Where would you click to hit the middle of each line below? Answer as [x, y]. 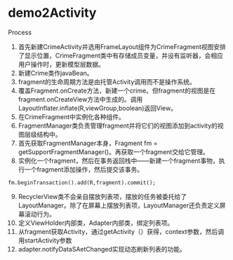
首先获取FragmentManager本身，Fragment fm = [88, 143]
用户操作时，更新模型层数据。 [61, 64]
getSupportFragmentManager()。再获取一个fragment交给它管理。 [113, 151]
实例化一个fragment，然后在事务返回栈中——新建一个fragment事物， [119, 160]
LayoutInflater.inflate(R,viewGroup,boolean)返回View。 [98, 108]
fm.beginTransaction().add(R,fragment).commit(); [82, 183]
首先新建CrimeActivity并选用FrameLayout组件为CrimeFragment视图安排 [122, 46]
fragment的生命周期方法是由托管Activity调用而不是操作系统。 [107, 81]
